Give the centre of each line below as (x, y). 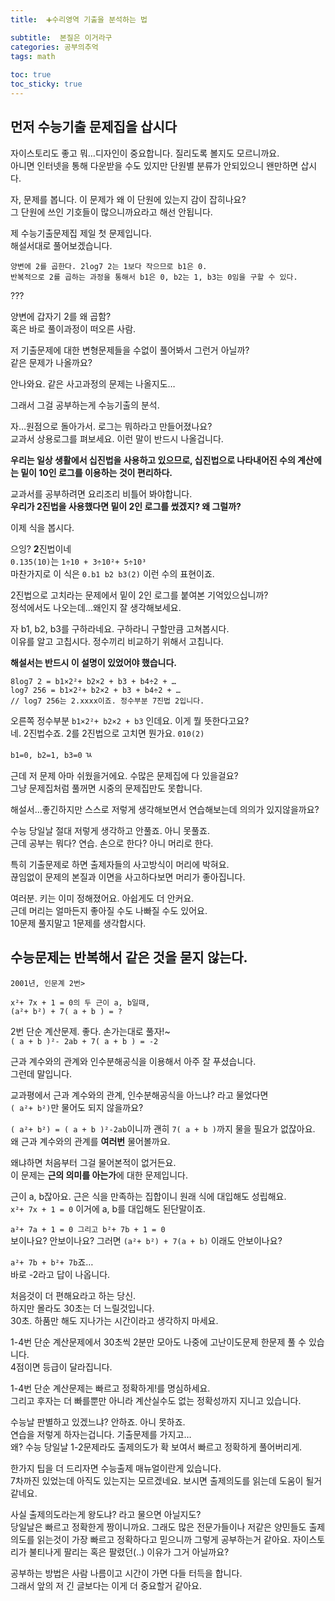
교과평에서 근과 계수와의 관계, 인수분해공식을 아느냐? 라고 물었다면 (139, 1095)
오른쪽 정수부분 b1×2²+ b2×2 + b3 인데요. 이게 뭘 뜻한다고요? (130, 720)
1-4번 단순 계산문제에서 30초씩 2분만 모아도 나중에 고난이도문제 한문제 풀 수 (158, 1342)
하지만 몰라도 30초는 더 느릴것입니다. (82, 1308)
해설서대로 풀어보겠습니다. (61, 245)
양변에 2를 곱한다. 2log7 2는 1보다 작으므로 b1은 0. (109, 266)
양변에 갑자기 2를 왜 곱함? (61, 316)
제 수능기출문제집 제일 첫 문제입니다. (81, 233)
